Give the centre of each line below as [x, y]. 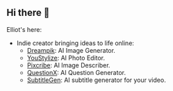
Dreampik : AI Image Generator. [71, 50]
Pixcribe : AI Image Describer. [68, 65]
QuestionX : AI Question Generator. [76, 72]
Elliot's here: [24, 29]
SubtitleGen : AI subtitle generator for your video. [96, 80]
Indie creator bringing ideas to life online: [75, 43]
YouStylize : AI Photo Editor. [66, 58]
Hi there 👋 [28, 13]
